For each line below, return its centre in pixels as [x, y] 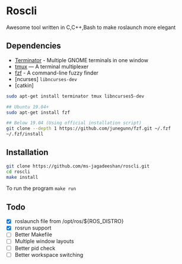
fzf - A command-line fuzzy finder [57, 73]
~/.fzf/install [25, 134]
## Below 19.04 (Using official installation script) [74, 123]
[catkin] [24, 85]
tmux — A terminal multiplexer [52, 66]
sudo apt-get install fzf [38, 112]
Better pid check [35, 248]
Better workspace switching [49, 255]
